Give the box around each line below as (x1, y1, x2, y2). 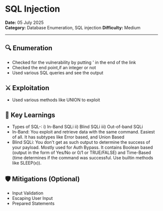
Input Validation (12, 190, 44, 196)
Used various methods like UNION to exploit (12, 96, 100, 103)
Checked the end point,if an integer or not (12, 64, 96, 70)
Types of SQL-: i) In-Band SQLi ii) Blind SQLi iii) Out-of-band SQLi (12, 124, 143, 130)
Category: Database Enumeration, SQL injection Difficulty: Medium (5, 24, 141, 30)
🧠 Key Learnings (5, 111, 56, 119)
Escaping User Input (12, 195, 53, 201)
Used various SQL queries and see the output (12, 70, 103, 76)
